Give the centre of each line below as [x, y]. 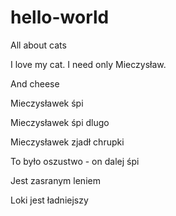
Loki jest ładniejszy [49, 200]
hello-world [60, 17]
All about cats [38, 45]
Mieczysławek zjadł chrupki [67, 142]
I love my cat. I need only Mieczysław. [88, 64]
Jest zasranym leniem [55, 180]
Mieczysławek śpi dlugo [60, 122]
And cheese [35, 83]
